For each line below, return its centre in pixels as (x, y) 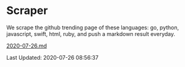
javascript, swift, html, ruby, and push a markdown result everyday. (91, 33)
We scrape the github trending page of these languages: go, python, (93, 27)
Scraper (27, 11)
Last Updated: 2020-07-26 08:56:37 (53, 57)
